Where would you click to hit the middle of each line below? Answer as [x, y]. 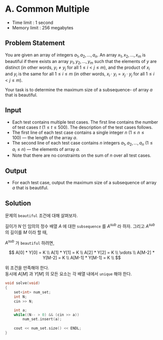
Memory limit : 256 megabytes [43, 27]
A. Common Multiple [47, 9]
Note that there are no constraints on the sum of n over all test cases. [81, 155]
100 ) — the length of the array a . [45, 137]
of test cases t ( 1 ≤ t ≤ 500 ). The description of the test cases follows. [82, 127]
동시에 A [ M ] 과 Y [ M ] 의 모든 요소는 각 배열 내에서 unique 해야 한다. [69, 274]
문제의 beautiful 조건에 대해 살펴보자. [41, 215]
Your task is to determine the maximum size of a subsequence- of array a [79, 89]
